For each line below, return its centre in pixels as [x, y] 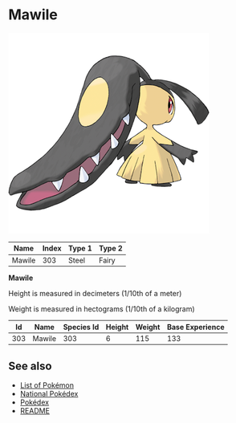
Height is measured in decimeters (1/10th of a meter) [95, 294]
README [35, 411]
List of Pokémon [47, 385]
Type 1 [80, 248]
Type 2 [111, 248]
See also [30, 366]
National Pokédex [49, 394]
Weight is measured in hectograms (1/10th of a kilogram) [102, 309]
